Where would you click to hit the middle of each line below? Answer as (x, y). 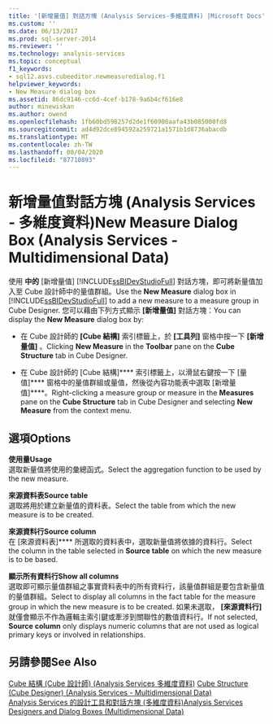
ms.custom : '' (32, 24)
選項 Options (40, 438)
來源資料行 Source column (52, 531)
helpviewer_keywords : (45, 84)
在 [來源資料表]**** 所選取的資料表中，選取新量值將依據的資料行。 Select (130, 541)
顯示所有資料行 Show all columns (64, 576)
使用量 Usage (30, 459)
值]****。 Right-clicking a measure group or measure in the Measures (137, 393)
